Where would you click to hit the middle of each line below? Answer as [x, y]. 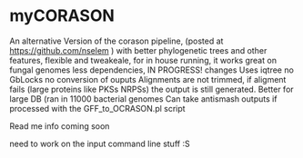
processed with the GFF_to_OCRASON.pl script [97, 108]
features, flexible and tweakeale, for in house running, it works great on [143, 60]
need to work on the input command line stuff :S [100, 143]
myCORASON [62, 16]
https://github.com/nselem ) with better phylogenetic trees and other [138, 50]
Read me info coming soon [60, 126]
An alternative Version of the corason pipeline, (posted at [116, 41]
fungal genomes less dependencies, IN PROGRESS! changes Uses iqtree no [151, 70]
